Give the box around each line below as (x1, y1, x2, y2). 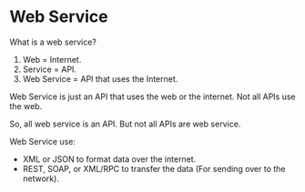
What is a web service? (9, 36, 97, 47)
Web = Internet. (22, 54, 82, 65)
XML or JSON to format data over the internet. (22, 153, 197, 165)
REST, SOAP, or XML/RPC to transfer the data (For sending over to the (22, 163, 286, 174)
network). (22, 173, 59, 184)
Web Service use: (9, 136, 76, 147)
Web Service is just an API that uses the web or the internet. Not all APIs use (9, 91, 296, 102)
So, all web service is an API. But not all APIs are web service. (9, 118, 241, 129)
